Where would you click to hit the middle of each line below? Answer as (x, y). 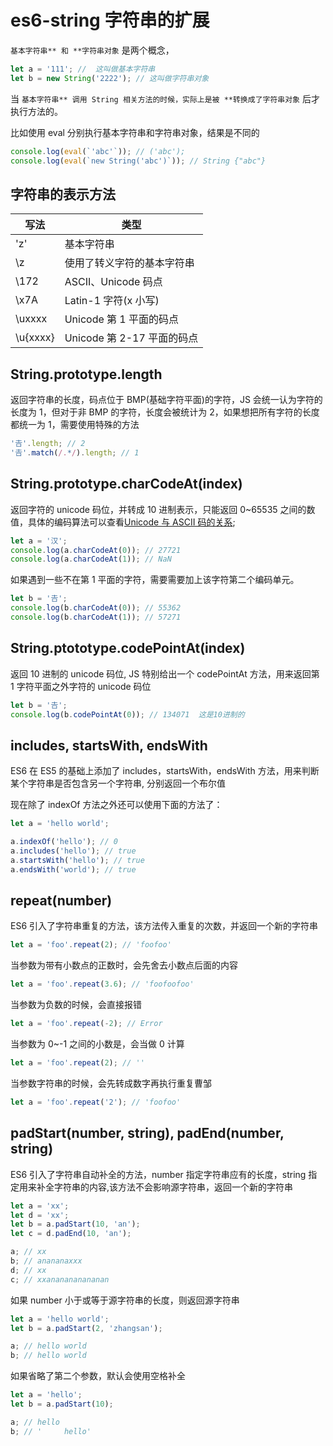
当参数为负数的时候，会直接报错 (76, 1005)
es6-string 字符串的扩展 (110, 20)
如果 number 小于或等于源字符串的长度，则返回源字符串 (125, 1300)
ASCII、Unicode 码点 (113, 282)
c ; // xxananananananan (60, 1279)
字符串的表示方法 (63, 194)
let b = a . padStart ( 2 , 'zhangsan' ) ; (86, 1328)
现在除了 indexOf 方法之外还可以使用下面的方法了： (116, 805)
